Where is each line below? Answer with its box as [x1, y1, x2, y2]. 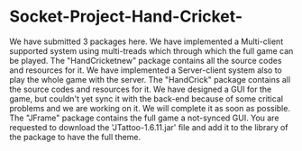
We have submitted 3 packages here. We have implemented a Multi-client [9, 36, 284, 47]
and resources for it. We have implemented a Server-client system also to [9, 65, 282, 75]
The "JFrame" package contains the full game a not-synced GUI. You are [9, 112, 279, 123]
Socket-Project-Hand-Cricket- [9, 6, 243, 27]
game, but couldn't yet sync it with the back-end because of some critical [9, 93, 284, 104]
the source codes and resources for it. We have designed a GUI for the [9, 84, 272, 94]
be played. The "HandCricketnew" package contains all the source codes [9, 55, 282, 66]
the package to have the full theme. [9, 131, 142, 142]
